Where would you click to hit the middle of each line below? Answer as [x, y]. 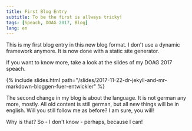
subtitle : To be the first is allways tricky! [64, 17]
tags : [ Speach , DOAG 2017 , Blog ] [47, 22]
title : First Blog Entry [37, 12]
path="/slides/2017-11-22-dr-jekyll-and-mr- [115, 80]
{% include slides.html [33, 80]
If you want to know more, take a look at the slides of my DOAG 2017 [89, 63]
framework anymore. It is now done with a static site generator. [83, 51]
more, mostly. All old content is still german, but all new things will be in [93, 104]
